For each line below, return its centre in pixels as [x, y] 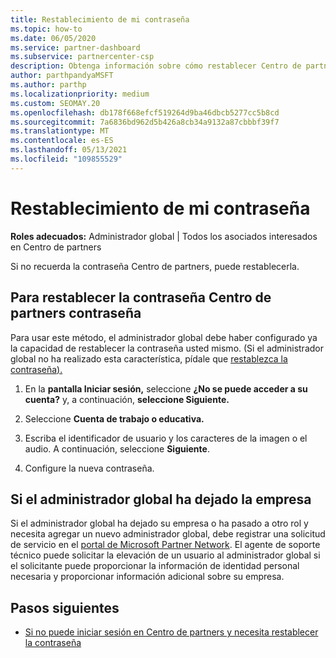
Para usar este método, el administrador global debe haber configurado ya [164, 337]
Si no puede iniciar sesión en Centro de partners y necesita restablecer [171, 632]
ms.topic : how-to [46, 29]
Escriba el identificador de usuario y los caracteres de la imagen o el [166, 438]
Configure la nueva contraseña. [89, 468]
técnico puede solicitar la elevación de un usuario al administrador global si [165, 555]
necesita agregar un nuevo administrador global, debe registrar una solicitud [168, 534]
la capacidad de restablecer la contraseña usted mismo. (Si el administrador [167, 348]
